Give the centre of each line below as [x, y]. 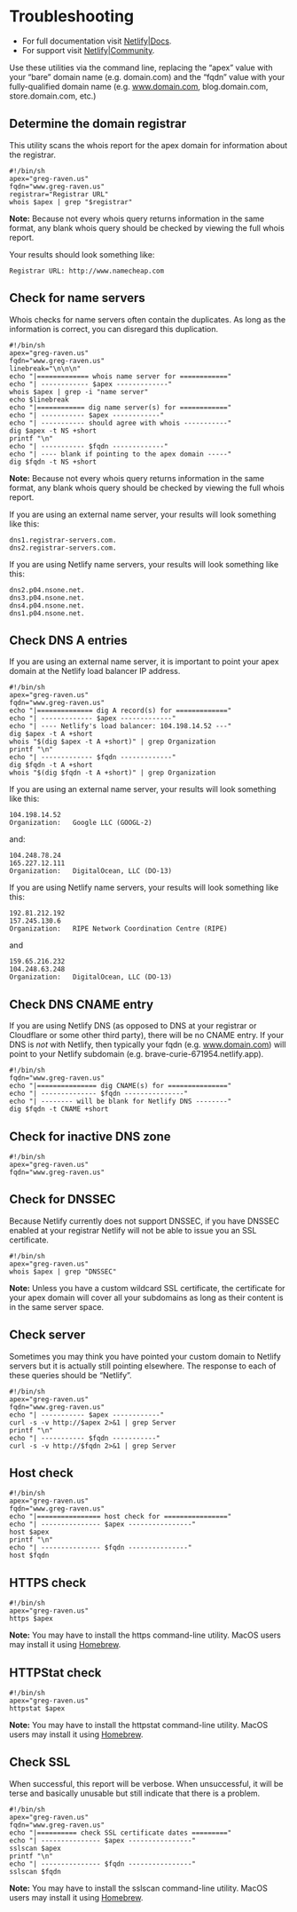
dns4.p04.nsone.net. [47, 606]
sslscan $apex [35, 1848]
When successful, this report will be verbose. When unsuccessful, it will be [146, 1783]
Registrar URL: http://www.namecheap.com [87, 271]
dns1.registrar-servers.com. [63, 540]
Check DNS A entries [69, 640]
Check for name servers [78, 298]
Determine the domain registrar [98, 124]
